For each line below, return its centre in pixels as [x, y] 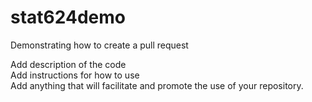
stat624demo [68, 17]
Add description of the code [68, 64]
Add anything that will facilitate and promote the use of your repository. [157, 85]
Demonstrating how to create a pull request [99, 45]
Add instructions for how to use [75, 75]
